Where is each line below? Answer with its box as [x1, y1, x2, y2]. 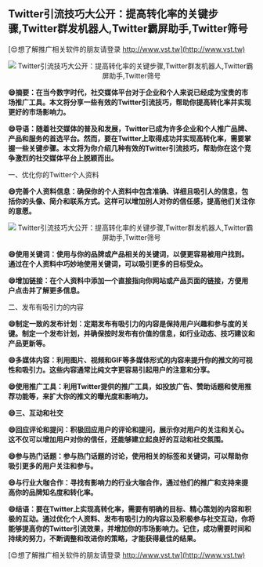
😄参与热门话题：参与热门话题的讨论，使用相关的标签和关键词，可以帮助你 [8, 451, 249, 460]
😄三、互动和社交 [8, 408, 64, 417]
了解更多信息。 [34, 285, 84, 295]
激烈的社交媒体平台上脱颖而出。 [14, 153, 118, 162]
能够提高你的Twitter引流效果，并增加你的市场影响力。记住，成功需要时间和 [8, 524, 252, 533]
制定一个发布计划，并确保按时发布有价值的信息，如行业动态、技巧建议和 [21, 329, 255, 338]
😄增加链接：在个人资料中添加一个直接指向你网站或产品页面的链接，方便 [8, 275, 242, 285]
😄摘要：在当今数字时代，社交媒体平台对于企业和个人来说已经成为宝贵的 [8, 87, 242, 96]
